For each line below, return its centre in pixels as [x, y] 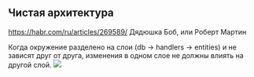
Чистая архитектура [61, 13]
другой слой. [30, 64]
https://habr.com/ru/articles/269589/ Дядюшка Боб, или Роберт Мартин [127, 31]
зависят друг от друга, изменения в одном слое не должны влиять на [126, 55]
